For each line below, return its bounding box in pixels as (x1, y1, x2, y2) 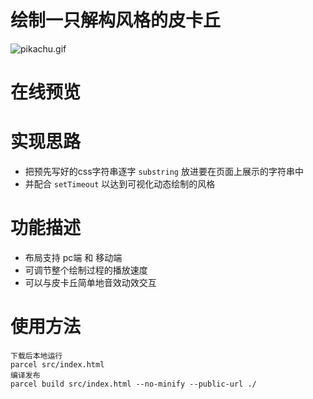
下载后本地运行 (10, 351, 63, 361)
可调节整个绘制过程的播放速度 (24, 264, 148, 276)
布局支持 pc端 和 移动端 (24, 252, 123, 263)
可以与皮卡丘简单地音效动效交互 (24, 277, 157, 288)
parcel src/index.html (10, 359, 105, 370)
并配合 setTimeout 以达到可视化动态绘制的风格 (24, 178, 216, 190)
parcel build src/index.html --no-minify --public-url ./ (10, 379, 257, 389)
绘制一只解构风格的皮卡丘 (10, 9, 222, 32)
